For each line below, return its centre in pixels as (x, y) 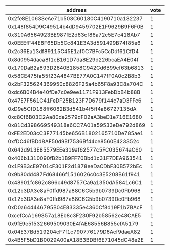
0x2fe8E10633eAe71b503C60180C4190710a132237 (75, 18)
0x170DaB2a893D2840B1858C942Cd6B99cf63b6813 (76, 68)
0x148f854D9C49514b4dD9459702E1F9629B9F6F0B (76, 27)
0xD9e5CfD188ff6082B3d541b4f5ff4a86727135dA (72, 109)
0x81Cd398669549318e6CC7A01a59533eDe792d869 (77, 125)
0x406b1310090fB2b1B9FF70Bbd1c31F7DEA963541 (75, 158)
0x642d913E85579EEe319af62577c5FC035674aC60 (75, 150)
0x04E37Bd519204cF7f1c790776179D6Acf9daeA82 (74, 232)
